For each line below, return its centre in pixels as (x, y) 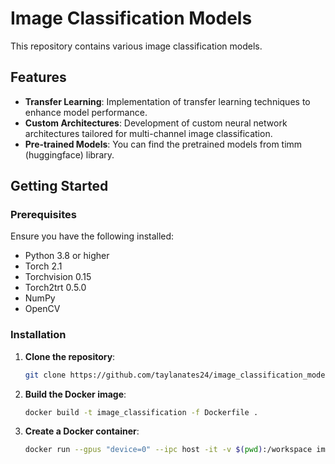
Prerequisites (43, 215)
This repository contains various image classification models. (136, 46)
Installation (38, 335)
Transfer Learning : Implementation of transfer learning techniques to (167, 101)
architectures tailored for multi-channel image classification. (148, 133)
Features (38, 77)
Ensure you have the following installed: (92, 236)
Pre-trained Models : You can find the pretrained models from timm (163, 144)
